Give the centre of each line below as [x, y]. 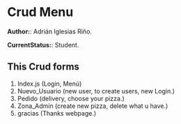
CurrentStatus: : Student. [43, 45]
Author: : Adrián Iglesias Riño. [50, 31]
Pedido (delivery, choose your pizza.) [71, 98]
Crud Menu [40, 12]
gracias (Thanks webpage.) [57, 113]
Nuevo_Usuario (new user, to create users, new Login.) [96, 91]
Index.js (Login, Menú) [49, 84]
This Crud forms [44, 67]
